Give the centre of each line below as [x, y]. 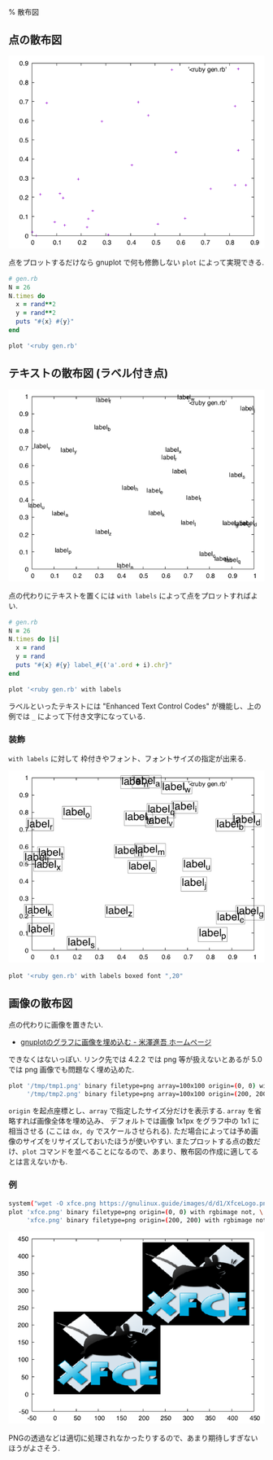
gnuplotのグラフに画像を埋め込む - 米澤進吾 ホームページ [116, 1041]
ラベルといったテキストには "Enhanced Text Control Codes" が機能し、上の [135, 706]
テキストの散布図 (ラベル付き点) [89, 373]
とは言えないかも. [38, 1162]
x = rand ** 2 [36, 305]
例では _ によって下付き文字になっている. [77, 716]
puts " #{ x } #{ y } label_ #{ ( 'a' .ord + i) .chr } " [94, 665]
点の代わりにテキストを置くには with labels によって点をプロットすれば [130, 595]
